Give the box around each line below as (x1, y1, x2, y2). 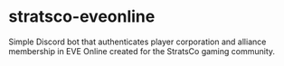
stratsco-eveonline (8, 6, 156, 27)
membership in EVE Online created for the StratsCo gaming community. (8, 45, 276, 56)
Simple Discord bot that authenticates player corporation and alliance (8, 36, 267, 47)
